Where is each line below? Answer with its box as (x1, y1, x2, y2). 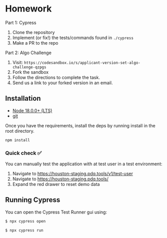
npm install (5, 137, 30, 143)
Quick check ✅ (5, 149, 42, 156)
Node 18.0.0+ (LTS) (12, 107, 52, 113)
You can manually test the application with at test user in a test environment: (5, 161, 162, 167)
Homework (5, 3, 52, 15)
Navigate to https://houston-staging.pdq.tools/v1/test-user (12, 170, 133, 176)
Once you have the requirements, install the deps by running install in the (5, 122, 156, 128)
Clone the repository (12, 29, 55, 35)
